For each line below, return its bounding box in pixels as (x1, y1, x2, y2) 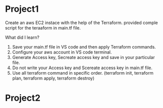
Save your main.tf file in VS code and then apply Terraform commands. (12, 44, 156, 50)
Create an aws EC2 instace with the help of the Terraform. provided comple (5, 20, 158, 26)
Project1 (5, 3, 39, 15)
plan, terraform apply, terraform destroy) (12, 75, 95, 81)
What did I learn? (5, 34, 40, 40)
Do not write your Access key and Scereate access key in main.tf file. (12, 65, 153, 71)
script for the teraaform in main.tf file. (5, 25, 81, 30)
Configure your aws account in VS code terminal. (12, 49, 112, 55)
